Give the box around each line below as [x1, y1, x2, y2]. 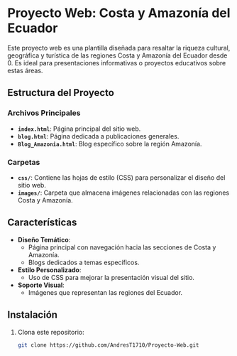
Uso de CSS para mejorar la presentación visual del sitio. [28, 273, 195, 281]
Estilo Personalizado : [17, 265, 82, 274]
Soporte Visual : [17, 281, 65, 289]
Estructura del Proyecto [7, 87, 115, 99]
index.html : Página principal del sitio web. [17, 124, 141, 133]
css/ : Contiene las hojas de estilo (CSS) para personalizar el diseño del [17, 173, 226, 182]
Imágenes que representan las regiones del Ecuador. [28, 288, 183, 296]
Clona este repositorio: [17, 328, 84, 336]
